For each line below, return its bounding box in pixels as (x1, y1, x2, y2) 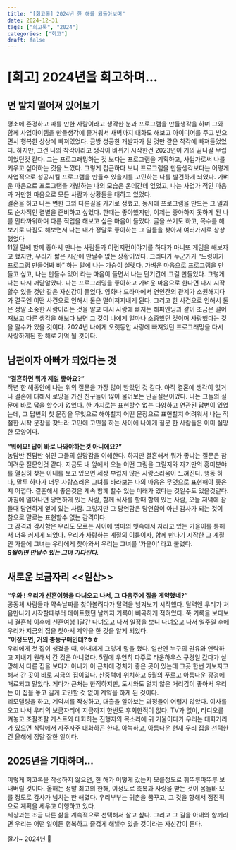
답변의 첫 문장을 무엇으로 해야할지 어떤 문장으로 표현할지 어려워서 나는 (29, 409, 222, 418)
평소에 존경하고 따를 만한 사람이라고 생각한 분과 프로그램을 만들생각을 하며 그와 (7, 119, 224, 128)
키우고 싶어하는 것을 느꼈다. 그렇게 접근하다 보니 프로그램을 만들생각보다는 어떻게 (7, 164, 230, 172)
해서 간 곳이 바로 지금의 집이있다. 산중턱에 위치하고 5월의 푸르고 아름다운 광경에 (7, 671, 225, 679)
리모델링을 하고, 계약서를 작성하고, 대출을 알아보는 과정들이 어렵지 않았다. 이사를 (7, 697, 228, 705)
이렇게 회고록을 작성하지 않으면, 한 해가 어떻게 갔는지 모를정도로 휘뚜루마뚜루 (7, 775, 218, 784)
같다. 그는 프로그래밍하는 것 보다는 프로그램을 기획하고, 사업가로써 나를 (31, 155, 225, 163)
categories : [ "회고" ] (7, 30, 68, 37)
